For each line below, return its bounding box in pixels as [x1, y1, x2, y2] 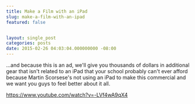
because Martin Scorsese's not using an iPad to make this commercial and [6, 74, 186, 81]
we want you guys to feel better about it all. [6, 80, 111, 87]
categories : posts [6, 40, 51, 46]
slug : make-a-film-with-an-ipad [6, 14, 85, 20]
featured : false [6, 19, 46, 25]
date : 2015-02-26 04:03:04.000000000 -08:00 [6, 46, 117, 52]
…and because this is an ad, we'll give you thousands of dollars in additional [6, 62, 190, 69]
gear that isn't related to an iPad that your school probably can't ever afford [6, 68, 189, 74]
